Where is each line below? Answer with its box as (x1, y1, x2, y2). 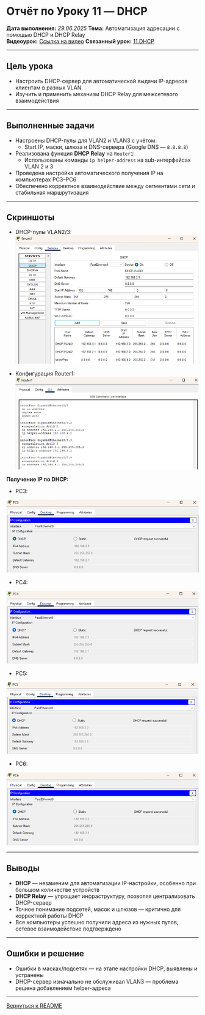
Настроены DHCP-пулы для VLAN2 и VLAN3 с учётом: (15, 137, 157, 144)
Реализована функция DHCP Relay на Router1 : (15, 149, 135, 157)
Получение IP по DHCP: (6, 475, 69, 483)
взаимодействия (15, 97, 59, 104)
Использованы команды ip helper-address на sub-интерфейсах (24, 156, 191, 164)
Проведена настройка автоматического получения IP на (15, 169, 164, 176)
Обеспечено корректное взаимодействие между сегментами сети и (15, 182, 195, 189)
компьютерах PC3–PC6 (15, 176, 77, 183)
